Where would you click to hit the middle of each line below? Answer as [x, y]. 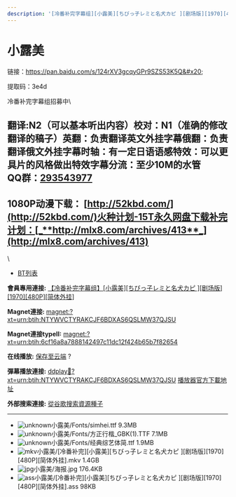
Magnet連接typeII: [34, 334]
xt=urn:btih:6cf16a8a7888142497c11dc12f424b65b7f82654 [93, 341]
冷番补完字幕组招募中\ [39, 101]
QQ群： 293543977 [50, 178]
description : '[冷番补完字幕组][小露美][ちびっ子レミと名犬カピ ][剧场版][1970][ [117, 14]
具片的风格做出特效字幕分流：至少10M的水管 [104, 164]
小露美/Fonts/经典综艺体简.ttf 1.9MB [103, 442]
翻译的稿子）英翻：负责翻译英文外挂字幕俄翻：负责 [118, 138]
